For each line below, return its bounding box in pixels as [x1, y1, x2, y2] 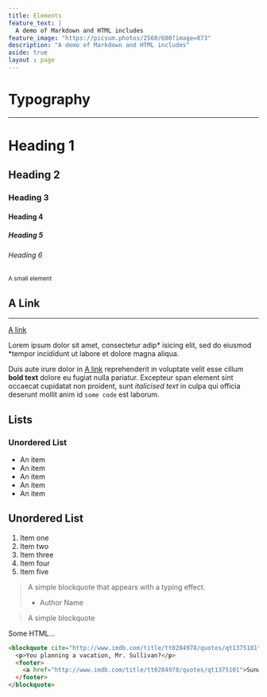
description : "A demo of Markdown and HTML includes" [8, 41, 191, 49]
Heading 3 [8, 192, 49, 203]
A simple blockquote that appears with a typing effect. [27, 582, 206, 592]
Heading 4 [8, 212, 44, 221]
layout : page [8, 57, 56, 65]
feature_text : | [8, 19, 62, 27]
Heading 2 [8, 168, 61, 182]
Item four [19, 558, 50, 568]
